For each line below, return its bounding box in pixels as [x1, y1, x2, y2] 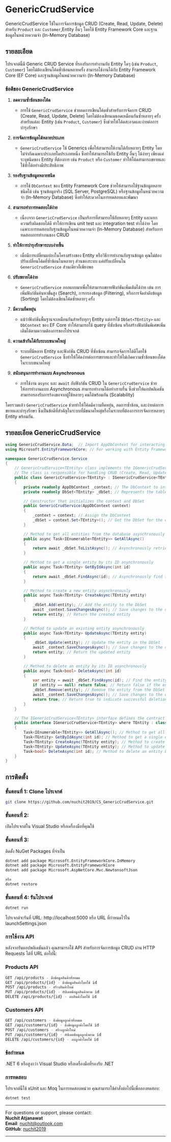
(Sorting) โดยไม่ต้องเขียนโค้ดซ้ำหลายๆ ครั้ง [20, 296, 95, 302]
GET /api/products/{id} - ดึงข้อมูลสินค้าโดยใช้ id [5, 980, 98, 985]
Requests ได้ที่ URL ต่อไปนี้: [5, 950, 58, 957]
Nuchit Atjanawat [5, 1115, 43, 1121]
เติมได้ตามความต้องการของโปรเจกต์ [20, 328, 79, 334]
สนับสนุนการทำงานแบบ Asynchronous [12, 370, 85, 376]
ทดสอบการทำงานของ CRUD [20, 232, 70, 238]
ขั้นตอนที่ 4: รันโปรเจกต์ [5, 893, 53, 901]
